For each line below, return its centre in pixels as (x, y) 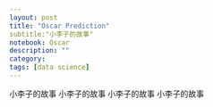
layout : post (34, 17)
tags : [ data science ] (50, 68)
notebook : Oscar (39, 42)
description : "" (39, 51)
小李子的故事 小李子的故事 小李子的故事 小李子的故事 (106, 94)
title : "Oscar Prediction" (60, 26)
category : (28, 59)
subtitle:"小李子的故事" (51, 34)
